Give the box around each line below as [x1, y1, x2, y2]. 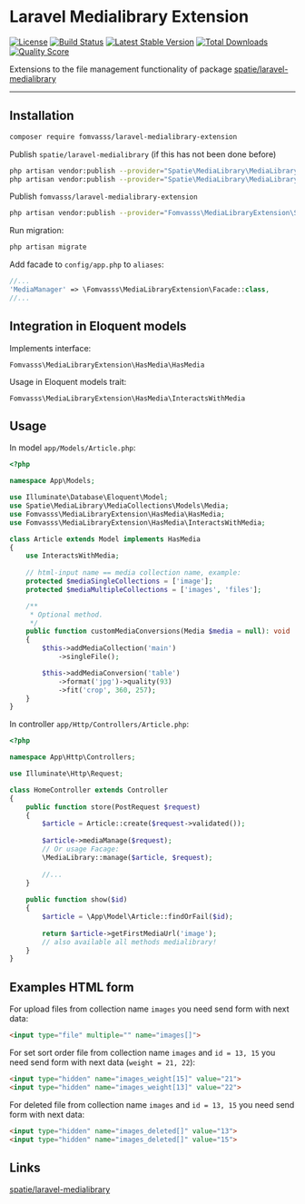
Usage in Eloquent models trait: [9, 376, 127, 387]
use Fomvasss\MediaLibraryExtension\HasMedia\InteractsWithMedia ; [9, 518, 266, 528]
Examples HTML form [9, 979, 134, 995]
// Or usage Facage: [42, 844, 120, 854]
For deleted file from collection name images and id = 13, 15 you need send [9, 1099, 295, 1110]
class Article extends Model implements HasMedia [9, 534, 202, 544]
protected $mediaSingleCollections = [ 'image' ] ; [25, 577, 213, 586]
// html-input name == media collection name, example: [25, 568, 242, 577]
